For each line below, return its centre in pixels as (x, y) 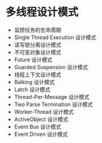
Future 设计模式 (33, 60)
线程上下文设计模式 (38, 74)
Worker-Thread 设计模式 (44, 111)
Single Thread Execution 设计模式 (55, 37)
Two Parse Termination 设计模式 (53, 104)
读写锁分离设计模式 (38, 45)
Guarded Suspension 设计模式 (51, 67)
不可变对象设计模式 (38, 52)
